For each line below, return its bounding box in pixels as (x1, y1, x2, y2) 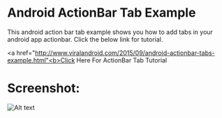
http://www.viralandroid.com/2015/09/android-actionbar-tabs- (34, 49, 215, 57)
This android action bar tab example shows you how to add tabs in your (7, 28, 213, 36)
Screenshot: (7, 81, 80, 96)
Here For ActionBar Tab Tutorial (76, 56, 168, 64)
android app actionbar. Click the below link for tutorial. (7, 35, 163, 43)
